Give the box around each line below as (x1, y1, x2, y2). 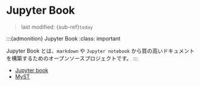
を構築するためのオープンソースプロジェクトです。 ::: (6, 54, 139, 62)
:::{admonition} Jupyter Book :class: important (6, 35, 120, 42)
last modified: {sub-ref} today (20, 23, 93, 30)
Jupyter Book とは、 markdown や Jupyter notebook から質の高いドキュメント (6, 47, 195, 54)
